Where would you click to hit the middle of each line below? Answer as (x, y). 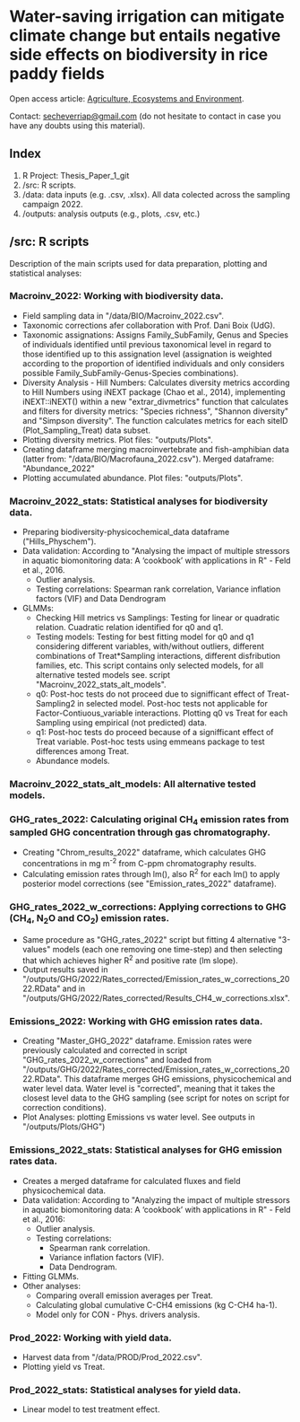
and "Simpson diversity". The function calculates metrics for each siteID (155, 420)
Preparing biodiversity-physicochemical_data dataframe (126, 532)
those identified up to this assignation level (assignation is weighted (147, 354)
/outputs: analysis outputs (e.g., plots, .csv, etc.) (111, 214)
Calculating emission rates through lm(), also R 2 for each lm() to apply (151, 873)
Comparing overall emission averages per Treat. (124, 1295)
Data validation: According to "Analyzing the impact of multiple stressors (156, 1199)
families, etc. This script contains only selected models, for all (150, 665)
